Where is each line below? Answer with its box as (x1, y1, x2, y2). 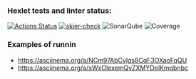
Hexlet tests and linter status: (7, 6, 112, 16)
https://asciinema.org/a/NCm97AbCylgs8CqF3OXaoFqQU (17, 56, 187, 64)
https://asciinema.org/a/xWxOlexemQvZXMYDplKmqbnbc (17, 63, 189, 72)
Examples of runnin (7, 40, 76, 50)
